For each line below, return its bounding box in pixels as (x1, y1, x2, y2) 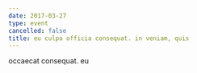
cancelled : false (8, 26, 67, 34)
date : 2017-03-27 (8, 11, 67, 20)
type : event (8, 19, 48, 27)
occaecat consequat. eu (8, 56, 89, 66)
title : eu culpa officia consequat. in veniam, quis (8, 34, 190, 43)
